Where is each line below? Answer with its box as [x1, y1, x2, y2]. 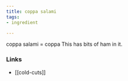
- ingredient [6, 19, 38, 25]
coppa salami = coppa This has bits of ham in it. [6, 41, 123, 48]
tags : [6, 14, 19, 20]
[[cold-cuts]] [14, 69, 46, 76]
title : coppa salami [6, 8, 57, 15]
